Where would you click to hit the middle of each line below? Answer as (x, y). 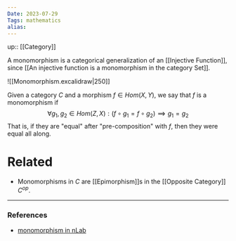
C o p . (24, 189)
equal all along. (29, 133)
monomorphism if (33, 103)
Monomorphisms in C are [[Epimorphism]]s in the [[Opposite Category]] (122, 182)
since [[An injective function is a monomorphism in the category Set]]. (109, 68)
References (27, 215)
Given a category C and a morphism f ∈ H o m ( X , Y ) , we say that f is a (107, 95)
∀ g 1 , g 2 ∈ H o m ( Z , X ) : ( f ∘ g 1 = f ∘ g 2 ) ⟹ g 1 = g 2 (118, 115)
